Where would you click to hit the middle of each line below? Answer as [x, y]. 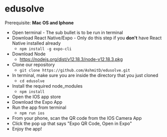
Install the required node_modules [47, 86]
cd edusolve [32, 81]
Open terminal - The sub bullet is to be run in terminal [67, 32]
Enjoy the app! [27, 128]
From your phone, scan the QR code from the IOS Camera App [77, 118]
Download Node [29, 54]
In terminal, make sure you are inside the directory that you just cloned [85, 75]
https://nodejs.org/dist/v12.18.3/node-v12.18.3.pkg [71, 59]
